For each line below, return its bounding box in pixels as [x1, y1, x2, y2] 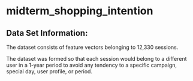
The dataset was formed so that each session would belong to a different [6, 55, 187, 62]
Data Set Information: [6, 28, 88, 38]
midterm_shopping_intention [6, 4, 153, 18]
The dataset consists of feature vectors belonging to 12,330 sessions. [6, 43, 179, 51]
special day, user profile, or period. [6, 68, 93, 75]
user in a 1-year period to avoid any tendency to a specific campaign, [6, 61, 177, 68]
